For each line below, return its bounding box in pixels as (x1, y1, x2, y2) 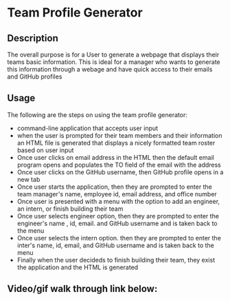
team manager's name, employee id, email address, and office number (16, 189, 218, 198)
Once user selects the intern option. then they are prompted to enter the (16, 233, 222, 242)
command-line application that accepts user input (16, 124, 159, 132)
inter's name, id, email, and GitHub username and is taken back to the (16, 241, 215, 249)
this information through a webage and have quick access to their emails (7, 65, 213, 73)
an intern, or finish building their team (16, 205, 124, 213)
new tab (16, 175, 41, 183)
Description (7, 32, 58, 44)
